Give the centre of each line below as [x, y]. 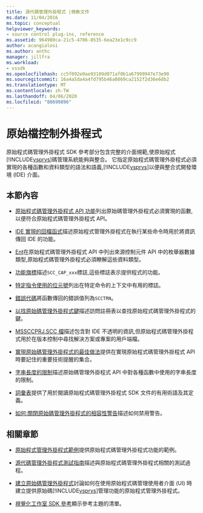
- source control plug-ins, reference [55, 35]
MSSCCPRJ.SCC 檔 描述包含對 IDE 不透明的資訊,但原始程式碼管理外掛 [101, 331]
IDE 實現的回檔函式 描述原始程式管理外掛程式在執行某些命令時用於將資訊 [105, 231]
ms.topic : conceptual [34, 23]
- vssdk [16, 68]
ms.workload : [23, 62]
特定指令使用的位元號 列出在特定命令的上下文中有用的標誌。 [89, 285]
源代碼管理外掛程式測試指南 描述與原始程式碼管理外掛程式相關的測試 [100, 463]
